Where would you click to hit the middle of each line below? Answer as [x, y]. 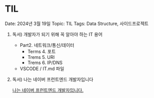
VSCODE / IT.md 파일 [42, 69]
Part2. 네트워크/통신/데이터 [47, 45]
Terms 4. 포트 [41, 51]
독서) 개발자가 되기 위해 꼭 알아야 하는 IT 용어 [57, 34]
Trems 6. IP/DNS [45, 62]
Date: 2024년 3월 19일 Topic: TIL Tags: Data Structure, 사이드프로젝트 [77, 23]
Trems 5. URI [41, 57]
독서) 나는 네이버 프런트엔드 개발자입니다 [53, 79]
